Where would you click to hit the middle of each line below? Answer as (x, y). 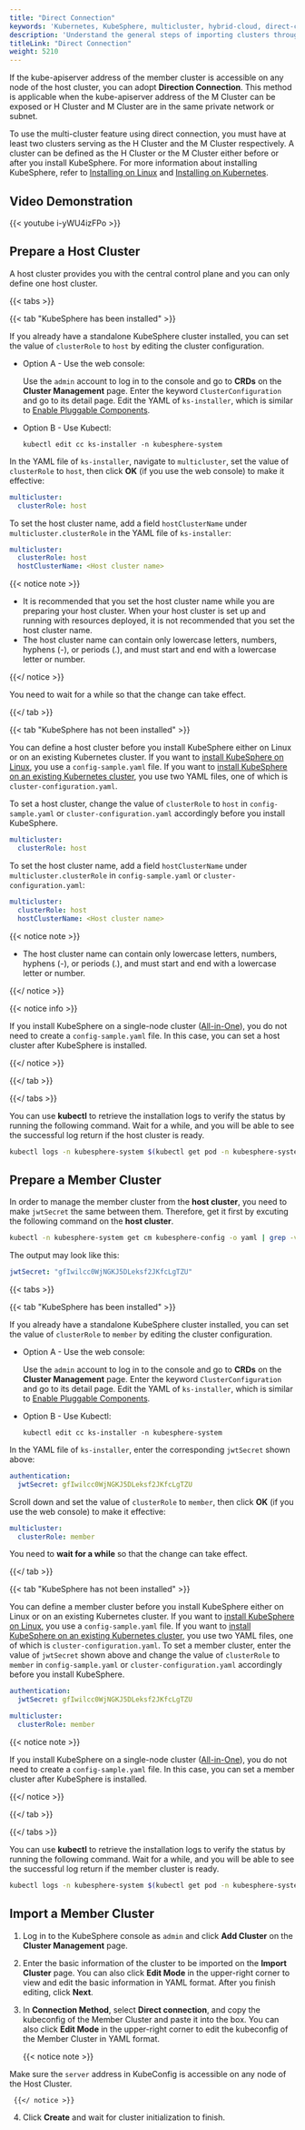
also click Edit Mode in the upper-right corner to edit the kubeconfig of (155, 2029)
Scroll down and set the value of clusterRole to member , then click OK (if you (152, 1501)
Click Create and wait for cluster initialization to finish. (123, 2117)
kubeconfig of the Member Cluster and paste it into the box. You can (151, 2019)
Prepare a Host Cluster (75, 252)
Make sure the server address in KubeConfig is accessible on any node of (148, 2074)
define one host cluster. (54, 283)
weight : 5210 (34, 52)
